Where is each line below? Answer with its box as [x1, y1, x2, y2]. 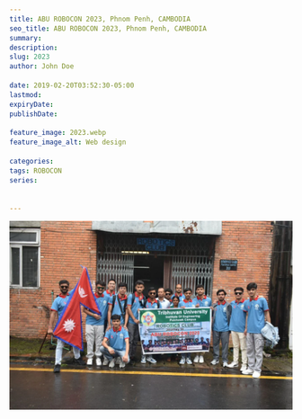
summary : [9, 33, 42, 42]
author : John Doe [9, 62, 75, 71]
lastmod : [9, 90, 42, 99]
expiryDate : [9, 100, 54, 109]
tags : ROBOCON [9, 166, 63, 175]
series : [9, 175, 39, 184]
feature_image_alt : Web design [9, 138, 127, 147]
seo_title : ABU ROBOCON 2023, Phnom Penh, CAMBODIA [9, 23, 207, 33]
